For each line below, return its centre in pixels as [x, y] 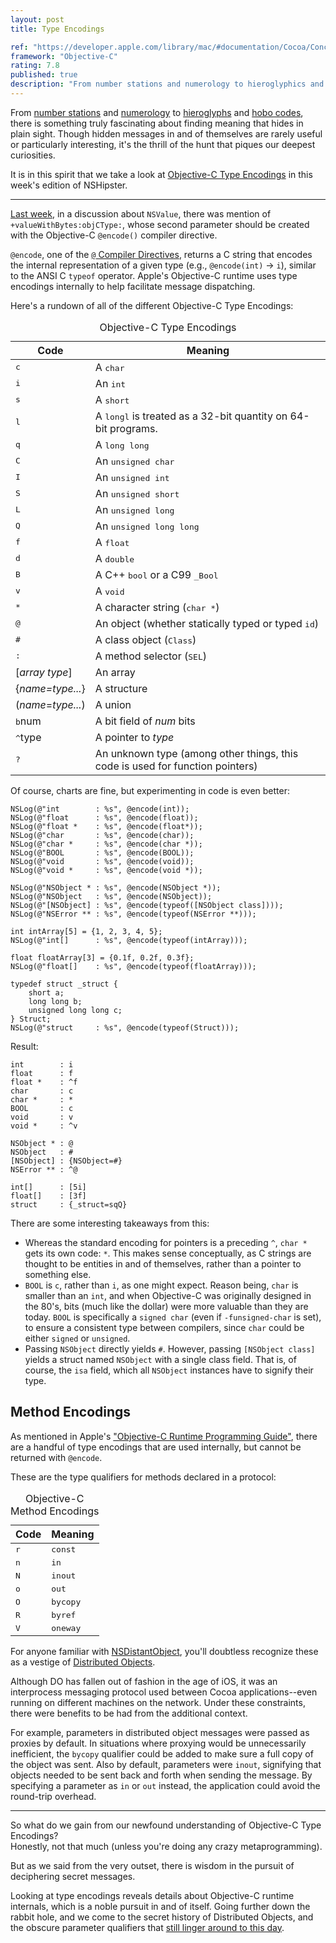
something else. [58, 1274]
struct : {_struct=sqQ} [69, 1204]
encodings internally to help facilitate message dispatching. [133, 286]
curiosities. [33, 155]
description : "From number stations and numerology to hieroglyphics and [167, 84]
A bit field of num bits [145, 721]
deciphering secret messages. [73, 1876]
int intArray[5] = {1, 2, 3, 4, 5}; [86, 931]
